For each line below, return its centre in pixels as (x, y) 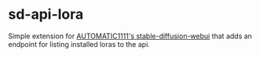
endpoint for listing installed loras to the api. (79, 44)
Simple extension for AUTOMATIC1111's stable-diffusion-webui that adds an (130, 36)
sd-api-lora (46, 14)
